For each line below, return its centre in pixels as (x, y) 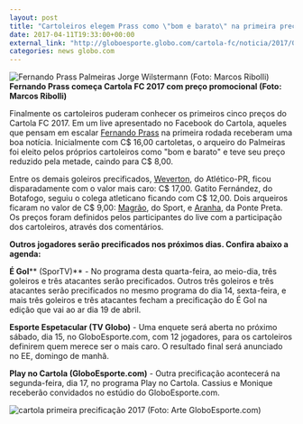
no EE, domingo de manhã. (60, 356)
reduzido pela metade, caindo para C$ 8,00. (92, 161)
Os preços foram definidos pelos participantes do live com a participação (146, 217)
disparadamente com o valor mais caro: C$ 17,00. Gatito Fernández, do (141, 189)
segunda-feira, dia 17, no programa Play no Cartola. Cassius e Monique (141, 383)
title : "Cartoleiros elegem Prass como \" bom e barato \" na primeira (143, 26)
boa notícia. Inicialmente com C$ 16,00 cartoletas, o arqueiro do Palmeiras (147, 143)
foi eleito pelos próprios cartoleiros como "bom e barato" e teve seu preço (147, 152)
